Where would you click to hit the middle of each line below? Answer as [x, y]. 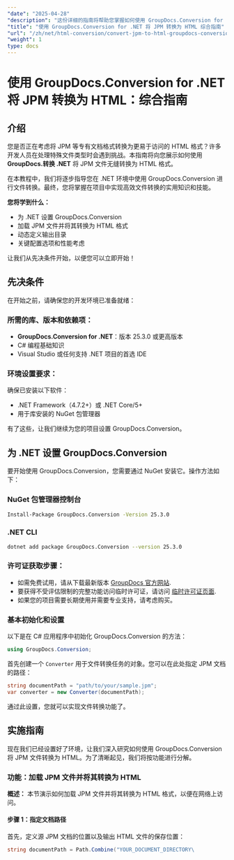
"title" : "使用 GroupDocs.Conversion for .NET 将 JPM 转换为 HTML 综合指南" [116, 27]
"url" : [17, 33]
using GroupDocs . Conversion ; [49, 650]
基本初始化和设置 [36, 620]
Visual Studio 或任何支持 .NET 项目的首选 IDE [82, 354]
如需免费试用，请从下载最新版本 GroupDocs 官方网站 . [94, 582]
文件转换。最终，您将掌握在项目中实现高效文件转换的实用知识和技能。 [114, 187]
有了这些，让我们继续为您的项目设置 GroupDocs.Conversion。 [96, 429]
